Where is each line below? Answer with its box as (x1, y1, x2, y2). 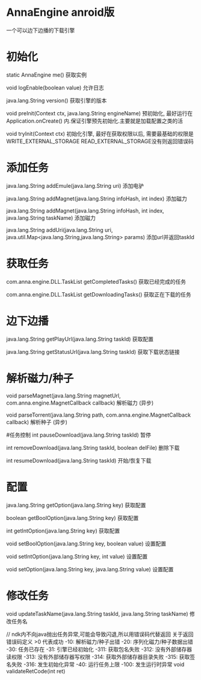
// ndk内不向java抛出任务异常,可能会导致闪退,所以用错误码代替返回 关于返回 (6, 630, 194, 638)
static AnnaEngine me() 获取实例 (6, 71, 87, 79)
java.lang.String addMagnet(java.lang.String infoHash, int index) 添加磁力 (6, 194, 188, 202)
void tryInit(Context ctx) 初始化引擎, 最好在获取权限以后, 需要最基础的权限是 (6, 130, 194, 137)
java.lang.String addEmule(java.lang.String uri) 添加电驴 (6, 182, 144, 189)
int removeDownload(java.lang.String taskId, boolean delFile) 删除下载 (6, 444, 180, 451)
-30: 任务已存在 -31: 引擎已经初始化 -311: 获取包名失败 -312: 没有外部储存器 (6, 646, 193, 653)
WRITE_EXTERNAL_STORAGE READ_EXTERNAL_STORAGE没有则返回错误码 (6, 137, 194, 145)
